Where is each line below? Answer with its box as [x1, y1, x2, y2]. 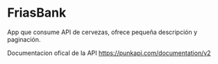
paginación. [7, 35, 41, 43]
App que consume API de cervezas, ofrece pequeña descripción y [7, 28, 198, 36]
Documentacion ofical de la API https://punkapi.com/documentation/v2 [7, 49, 211, 57]
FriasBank [7, 5, 67, 21]
